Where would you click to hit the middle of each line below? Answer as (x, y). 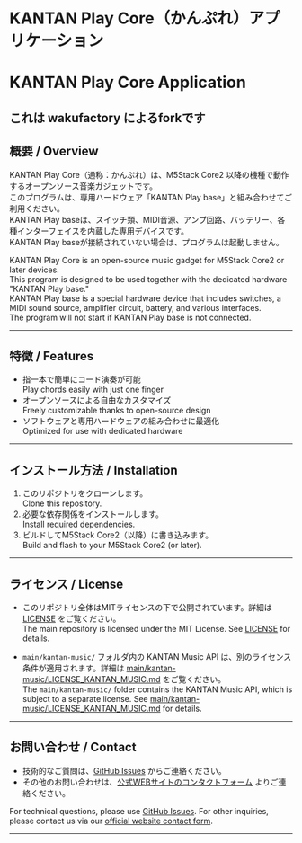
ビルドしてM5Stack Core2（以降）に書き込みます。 (118, 535)
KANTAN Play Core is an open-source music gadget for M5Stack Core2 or (147, 260)
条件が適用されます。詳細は (73, 668)
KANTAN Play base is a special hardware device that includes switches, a (145, 298)
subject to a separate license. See (85, 699)
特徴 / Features (52, 356)
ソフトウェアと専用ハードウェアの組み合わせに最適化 (121, 421)
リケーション (57, 41)
